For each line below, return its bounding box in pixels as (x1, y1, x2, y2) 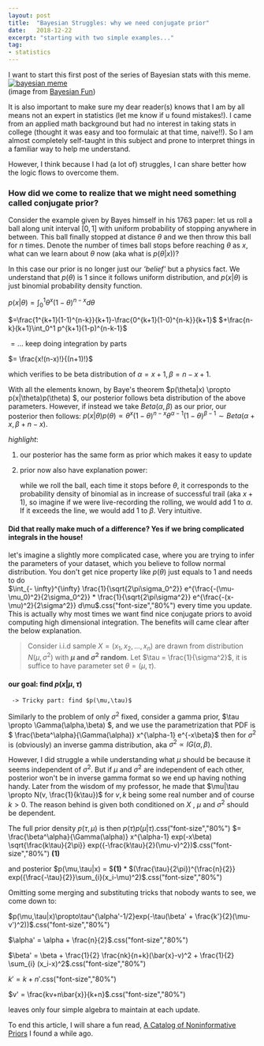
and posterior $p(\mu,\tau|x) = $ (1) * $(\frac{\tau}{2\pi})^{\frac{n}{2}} (8, 863, 236, 874)
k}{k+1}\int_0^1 (8, 323, 56, 333)
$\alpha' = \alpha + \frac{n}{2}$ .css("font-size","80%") (8, 935, 189, 945)
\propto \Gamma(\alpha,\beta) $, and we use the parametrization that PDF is (8, 720, 256, 730)
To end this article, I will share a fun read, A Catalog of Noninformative (8, 1020, 236, 1029)
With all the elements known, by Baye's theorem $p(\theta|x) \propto (8, 384, 231, 394)
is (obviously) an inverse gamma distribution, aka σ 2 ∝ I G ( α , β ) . (8, 738, 213, 750)
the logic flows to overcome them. (8, 168, 119, 177)
